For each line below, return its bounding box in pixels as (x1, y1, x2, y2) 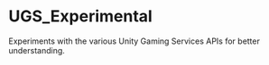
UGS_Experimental (8, 6, 153, 27)
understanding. (8, 45, 65, 55)
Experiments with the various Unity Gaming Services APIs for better (8, 36, 261, 46)
